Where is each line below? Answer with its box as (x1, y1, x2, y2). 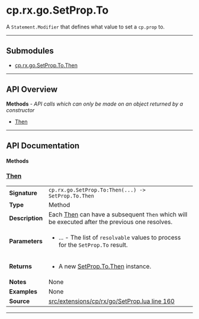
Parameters (9, 237, 43, 245)
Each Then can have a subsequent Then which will (48, 210, 188, 218)
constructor (6, 106, 35, 113)
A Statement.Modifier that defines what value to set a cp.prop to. (6, 23, 165, 30)
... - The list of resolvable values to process (58, 233, 181, 241)
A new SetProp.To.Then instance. (58, 262, 152, 270)
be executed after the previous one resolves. (48, 218, 173, 226)
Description (9, 214, 43, 222)
